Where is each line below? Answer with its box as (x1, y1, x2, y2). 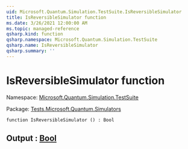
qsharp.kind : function (6, 31, 63, 37)
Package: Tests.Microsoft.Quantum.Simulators (6, 105, 122, 112)
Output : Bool (6, 133, 57, 144)
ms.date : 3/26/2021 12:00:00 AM (6, 20, 87, 26)
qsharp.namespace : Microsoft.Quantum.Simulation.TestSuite (6, 37, 158, 43)
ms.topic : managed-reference (6, 25, 80, 32)
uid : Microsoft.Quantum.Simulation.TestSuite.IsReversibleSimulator (6, 8, 182, 15)
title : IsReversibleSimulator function (6, 14, 107, 20)
